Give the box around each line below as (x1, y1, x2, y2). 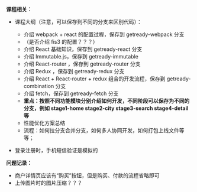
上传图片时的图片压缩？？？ (14, 180, 83, 186)
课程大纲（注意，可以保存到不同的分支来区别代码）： (14, 18, 142, 25)
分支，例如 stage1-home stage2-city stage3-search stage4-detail (23, 105, 189, 112)
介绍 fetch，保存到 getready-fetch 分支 (23, 90, 119, 97)
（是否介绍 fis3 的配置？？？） (23, 38, 99, 45)
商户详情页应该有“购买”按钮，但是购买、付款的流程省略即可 (14, 172, 160, 179)
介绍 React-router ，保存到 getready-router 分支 (23, 60, 141, 67)
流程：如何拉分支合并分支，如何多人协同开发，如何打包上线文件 (23, 127, 179, 134)
